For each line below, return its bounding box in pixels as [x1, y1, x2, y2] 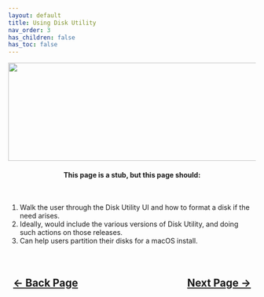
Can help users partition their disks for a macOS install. [19, 236, 198, 246]
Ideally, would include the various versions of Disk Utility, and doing [19, 219, 239, 229]
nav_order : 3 [8, 26, 51, 34]
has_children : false [8, 33, 76, 42]
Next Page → [187, 276, 251, 289]
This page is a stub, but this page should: [63, 170, 201, 179]
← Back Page [13, 276, 79, 289]
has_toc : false [8, 41, 58, 49]
